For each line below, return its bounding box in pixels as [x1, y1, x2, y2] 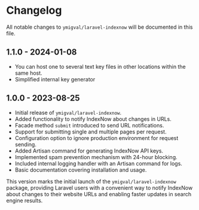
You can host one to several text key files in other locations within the [14, 63, 186, 70]
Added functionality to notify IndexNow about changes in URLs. [14, 115, 172, 123]
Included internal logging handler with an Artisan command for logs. [14, 160, 182, 167]
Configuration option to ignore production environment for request [14, 134, 179, 141]
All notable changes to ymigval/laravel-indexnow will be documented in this [6, 23, 193, 31]
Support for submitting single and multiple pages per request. [14, 128, 167, 135]
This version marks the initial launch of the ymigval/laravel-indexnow [6, 178, 176, 185]
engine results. [6, 197, 43, 204]
